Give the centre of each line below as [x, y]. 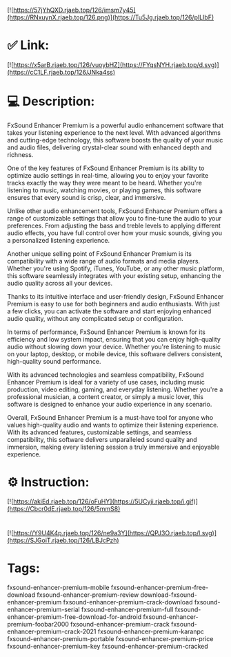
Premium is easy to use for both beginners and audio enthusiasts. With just [114, 304]
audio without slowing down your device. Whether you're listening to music [114, 346]
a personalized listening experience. [59, 240]
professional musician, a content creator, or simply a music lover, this [105, 396]
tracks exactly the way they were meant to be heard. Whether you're [104, 183]
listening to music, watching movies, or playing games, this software [104, 190]
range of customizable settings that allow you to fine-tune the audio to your [114, 218]
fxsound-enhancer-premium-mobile [58, 587]
